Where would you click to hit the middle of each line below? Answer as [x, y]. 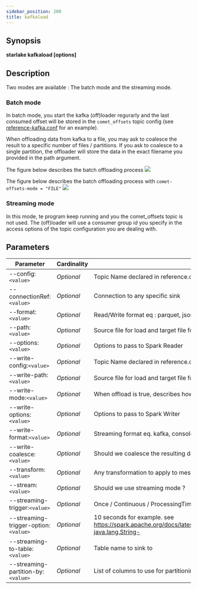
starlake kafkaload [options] [41, 55]
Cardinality [72, 263]
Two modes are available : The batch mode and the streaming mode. [89, 87]
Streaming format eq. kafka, [132, 434]
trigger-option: [30, 525]
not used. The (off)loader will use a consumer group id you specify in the [94, 222]
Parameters [28, 247]
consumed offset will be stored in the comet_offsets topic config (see [90, 121]
